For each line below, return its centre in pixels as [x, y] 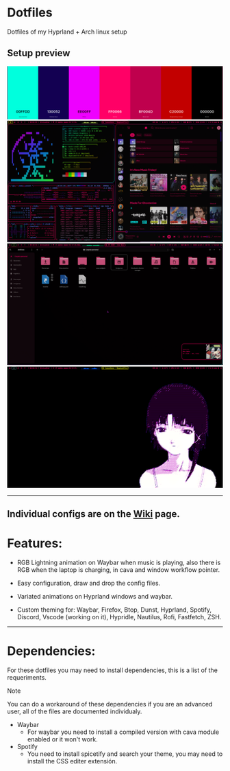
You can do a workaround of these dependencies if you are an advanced [110, 704]
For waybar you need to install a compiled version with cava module [123, 732]
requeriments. [27, 677]
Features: [35, 543]
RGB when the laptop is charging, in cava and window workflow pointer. [118, 569]
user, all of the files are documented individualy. [75, 711]
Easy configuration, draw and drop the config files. [89, 583]
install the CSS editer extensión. [72, 761]
